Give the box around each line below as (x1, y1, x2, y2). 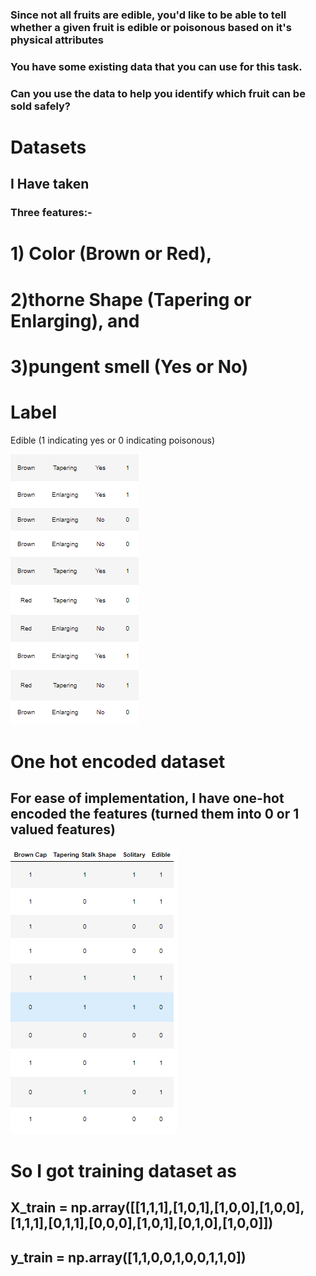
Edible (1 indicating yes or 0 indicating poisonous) (10, 434, 215, 446)
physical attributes (10, 33, 104, 47)
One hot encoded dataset (10, 750, 226, 773)
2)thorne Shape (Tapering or (10, 288, 252, 311)
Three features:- (10, 206, 93, 220)
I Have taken (10, 176, 90, 193)
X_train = (10, 1199, 68, 1217)
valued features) (10, 821, 116, 838)
